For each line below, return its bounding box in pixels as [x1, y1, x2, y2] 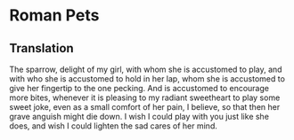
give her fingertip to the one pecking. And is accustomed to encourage [9, 83, 270, 93]
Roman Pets [9, 5, 100, 26]
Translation [9, 41, 74, 56]
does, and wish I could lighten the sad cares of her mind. [9, 121, 218, 131]
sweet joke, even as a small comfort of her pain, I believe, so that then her [9, 102, 281, 112]
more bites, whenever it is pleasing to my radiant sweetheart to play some [9, 92, 281, 103]
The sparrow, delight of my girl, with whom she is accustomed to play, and [9, 64, 282, 74]
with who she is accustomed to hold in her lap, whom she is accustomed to [9, 74, 285, 84]
